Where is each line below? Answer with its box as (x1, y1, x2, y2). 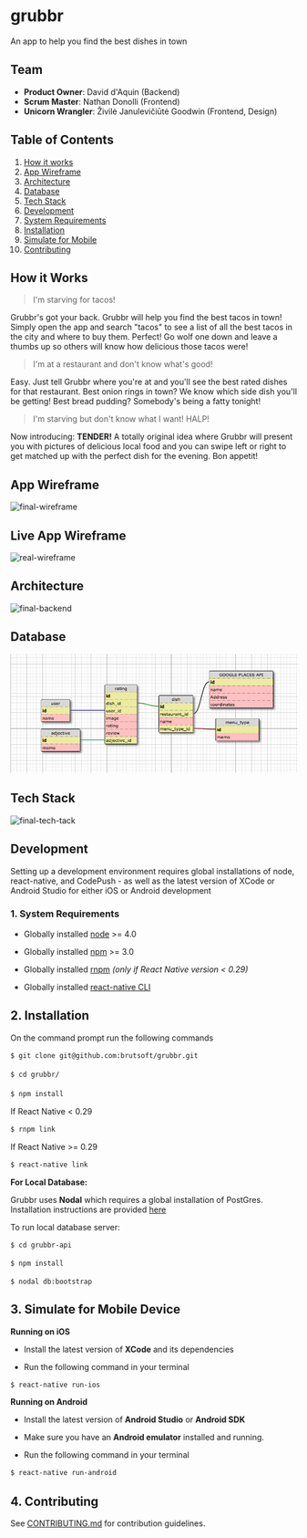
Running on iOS (10, 1325, 71, 1337)
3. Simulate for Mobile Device (10, 1302, 181, 1317)
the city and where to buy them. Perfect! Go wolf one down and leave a (10, 331, 278, 342)
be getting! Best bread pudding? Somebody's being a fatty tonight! (10, 396, 261, 407)
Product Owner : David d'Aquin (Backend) (23, 86, 180, 97)
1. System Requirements (10, 907, 120, 920)
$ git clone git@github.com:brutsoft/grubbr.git (10, 1051, 199, 1060)
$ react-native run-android (10, 1469, 118, 1478)
